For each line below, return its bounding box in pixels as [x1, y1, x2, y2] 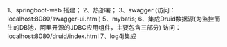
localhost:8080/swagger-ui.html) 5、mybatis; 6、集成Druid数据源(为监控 [7, 15, 215, 23]
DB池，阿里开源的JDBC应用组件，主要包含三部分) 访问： [19, 23, 181, 31]
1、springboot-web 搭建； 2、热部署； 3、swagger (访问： [7, 6, 176, 14]
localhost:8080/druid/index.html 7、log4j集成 [7, 32, 136, 40]
